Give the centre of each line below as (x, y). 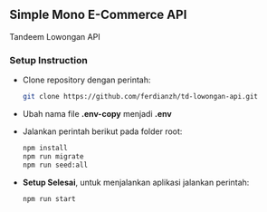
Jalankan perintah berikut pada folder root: (102, 131)
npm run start (49, 198)
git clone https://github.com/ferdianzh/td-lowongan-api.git (140, 97)
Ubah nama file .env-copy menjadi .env (97, 113)
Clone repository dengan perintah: (86, 80)
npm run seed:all (55, 165)
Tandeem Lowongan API (55, 36)
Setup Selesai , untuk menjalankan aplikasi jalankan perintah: (136, 182)
